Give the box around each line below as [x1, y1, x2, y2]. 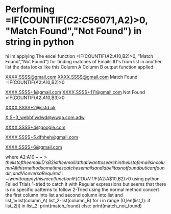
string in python [5, 36, 75, 48]
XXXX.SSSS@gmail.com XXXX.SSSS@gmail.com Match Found [5, 74, 138, 80]
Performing [5, 4, 55, 15]
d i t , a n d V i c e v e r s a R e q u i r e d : [5, 170, 64, 176]
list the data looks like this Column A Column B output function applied [5, 64, 154, 70]
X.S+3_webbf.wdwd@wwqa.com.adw [5, 114, 85, 121]
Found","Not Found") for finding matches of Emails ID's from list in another [5, 58, 162, 64]
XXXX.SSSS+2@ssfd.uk [5, 104, 56, 110]
